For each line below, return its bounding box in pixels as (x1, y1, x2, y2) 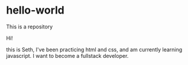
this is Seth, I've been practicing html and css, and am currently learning (6, 45, 183, 53)
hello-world (6, 4, 65, 17)
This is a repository (6, 23, 53, 30)
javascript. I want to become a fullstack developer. (6, 52, 129, 59)
